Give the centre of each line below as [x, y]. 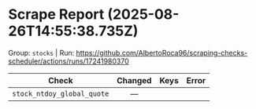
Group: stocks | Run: [41, 53]
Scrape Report [56, 15]
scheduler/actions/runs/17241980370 [69, 61]
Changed [134, 80]
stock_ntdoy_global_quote [61, 93]
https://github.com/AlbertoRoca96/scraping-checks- [162, 53]
